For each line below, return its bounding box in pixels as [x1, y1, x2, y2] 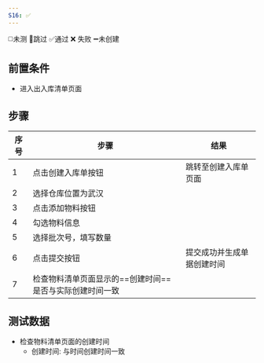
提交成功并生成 [185, 247, 241, 258]
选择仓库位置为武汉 [32, 188, 104, 199]
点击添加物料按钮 [32, 203, 96, 214]
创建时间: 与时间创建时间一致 [31, 346, 126, 356]
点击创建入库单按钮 [32, 167, 104, 178]
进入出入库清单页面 [19, 84, 82, 93]
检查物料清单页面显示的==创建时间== [32, 273, 171, 284]
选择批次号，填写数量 [32, 233, 112, 244]
